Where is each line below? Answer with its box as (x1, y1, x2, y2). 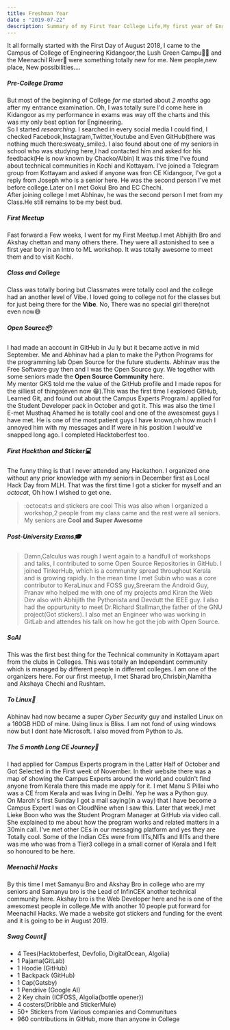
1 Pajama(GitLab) (16, 957, 65, 965)
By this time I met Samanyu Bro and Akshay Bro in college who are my (7, 880, 205, 888)
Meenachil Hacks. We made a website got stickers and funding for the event (7, 910, 222, 918)
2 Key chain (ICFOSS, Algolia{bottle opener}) (16, 993, 144, 1001)
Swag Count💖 (7, 932, 47, 940)
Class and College (7, 268, 60, 276)
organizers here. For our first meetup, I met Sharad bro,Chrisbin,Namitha (7, 672, 212, 681)
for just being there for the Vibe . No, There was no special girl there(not (7, 300, 210, 309)
